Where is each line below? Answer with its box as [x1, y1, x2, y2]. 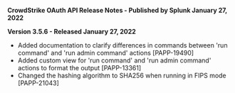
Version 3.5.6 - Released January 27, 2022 [7, 28, 137, 35]
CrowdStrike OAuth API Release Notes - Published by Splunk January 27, [7, 6, 228, 14]
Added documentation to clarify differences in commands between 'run [17, 41, 228, 49]
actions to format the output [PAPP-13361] [17, 64, 142, 72]
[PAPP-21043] [17, 79, 59, 87]
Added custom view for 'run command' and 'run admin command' [17, 56, 211, 65]
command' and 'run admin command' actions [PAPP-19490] [17, 49, 194, 57]
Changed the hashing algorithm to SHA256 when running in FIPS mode [17, 71, 226, 80]
